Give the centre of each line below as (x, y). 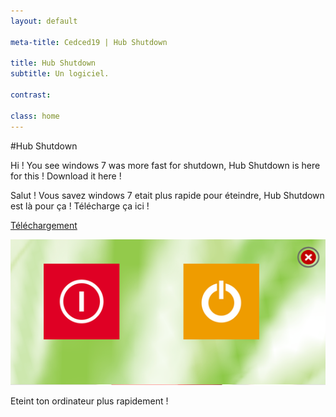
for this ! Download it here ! (66, 176)
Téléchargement (44, 225)
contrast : (31, 95)
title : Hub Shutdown (53, 63)
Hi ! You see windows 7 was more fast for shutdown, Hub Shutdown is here (165, 165)
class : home (35, 116)
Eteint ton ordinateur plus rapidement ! (89, 401)
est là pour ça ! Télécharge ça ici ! (80, 206)
